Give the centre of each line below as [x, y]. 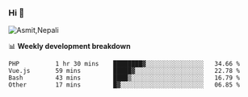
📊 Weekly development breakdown [69, 46]
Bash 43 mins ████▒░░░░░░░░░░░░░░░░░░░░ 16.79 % [124, 78]
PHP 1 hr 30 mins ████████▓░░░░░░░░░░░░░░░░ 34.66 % [124, 64]
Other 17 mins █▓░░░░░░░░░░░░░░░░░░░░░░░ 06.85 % [124, 85]
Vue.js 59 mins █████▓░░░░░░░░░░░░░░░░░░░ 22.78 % [124, 71]
